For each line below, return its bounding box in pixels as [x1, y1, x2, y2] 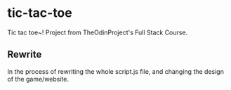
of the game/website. [7, 75, 69, 83]
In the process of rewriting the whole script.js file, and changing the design [7, 67, 225, 75]
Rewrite [7, 49, 42, 60]
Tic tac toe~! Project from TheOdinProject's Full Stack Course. [7, 28, 188, 37]
